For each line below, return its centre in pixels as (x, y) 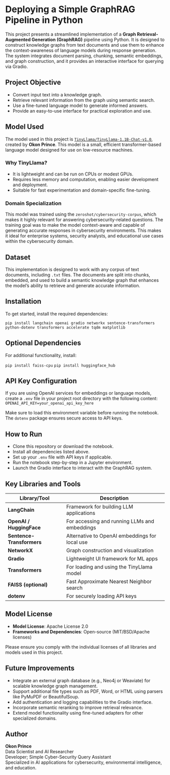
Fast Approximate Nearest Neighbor (109, 582)
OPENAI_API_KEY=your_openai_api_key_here (50, 403)
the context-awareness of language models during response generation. (81, 50)
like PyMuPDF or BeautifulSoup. (46, 696)
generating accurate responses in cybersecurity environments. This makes (83, 231)
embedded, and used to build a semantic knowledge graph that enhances (82, 280)
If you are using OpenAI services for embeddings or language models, (78, 393)
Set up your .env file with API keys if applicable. (62, 457)
